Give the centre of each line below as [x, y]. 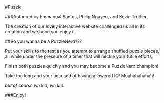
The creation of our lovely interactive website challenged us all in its [75, 26]
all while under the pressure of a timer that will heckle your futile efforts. [79, 56]
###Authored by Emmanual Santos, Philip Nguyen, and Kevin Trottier [76, 17]
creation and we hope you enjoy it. [41, 32]
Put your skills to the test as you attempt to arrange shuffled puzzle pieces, [82, 51]
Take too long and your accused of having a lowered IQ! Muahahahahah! [80, 76]
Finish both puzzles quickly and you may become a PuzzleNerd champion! [82, 66]
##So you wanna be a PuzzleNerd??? [44, 41]
